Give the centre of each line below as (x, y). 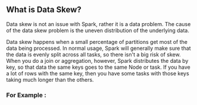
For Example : (26, 95)
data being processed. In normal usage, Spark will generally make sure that (99, 48)
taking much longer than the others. (50, 79)
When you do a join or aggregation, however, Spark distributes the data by (97, 61)
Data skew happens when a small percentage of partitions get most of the (97, 42)
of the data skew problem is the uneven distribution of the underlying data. (98, 30)
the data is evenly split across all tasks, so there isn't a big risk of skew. (93, 54)
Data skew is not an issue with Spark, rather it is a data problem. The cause (98, 24)
